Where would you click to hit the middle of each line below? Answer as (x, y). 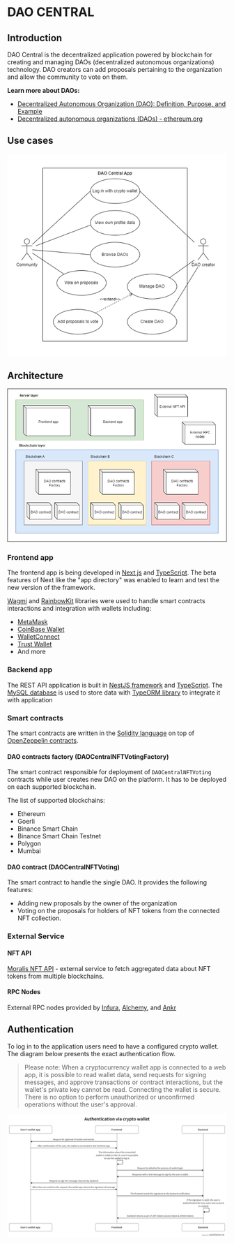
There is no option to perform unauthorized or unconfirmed (109, 1097)
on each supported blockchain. (52, 787)
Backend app (30, 669)
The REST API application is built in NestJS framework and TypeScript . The (115, 685)
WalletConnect (39, 637)
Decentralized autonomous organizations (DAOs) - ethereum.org (110, 119)
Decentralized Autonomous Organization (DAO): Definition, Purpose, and (122, 104)
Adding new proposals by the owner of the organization (97, 903)
